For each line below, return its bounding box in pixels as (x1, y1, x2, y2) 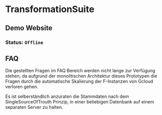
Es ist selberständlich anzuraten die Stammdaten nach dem (5, 93, 129, 99)
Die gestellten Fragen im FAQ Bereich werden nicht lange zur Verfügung (5, 68, 155, 74)
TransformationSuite (5, 4, 95, 15)
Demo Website (5, 24, 53, 32)
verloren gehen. (5, 84, 38, 90)
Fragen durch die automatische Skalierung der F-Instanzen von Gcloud (5, 78, 153, 84)
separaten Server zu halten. (5, 104, 63, 110)
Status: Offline (5, 39, 44, 46)
